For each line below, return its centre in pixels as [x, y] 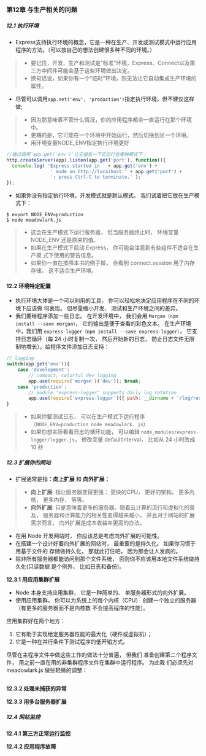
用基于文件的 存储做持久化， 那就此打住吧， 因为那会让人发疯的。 [98, 551]
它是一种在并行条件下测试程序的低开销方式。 [72, 642]
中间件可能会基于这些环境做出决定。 [87, 70]
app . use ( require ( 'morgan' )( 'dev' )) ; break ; [85, 381]
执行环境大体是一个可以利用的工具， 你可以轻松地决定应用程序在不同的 [105, 301]
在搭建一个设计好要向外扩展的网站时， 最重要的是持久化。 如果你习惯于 [105, 544]
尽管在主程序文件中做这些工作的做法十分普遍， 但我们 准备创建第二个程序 [99, 655]
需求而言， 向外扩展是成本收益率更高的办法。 [88, 523]
